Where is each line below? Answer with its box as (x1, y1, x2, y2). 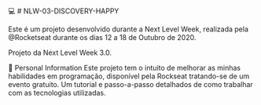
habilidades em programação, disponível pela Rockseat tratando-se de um (8, 71, 250, 81)
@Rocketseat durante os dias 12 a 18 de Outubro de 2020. (8, 33, 197, 42)
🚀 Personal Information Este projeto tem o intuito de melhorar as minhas (8, 63, 241, 72)
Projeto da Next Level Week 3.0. (8, 48, 112, 57)
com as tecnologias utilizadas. (8, 89, 106, 97)
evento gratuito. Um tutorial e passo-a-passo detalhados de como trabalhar (8, 80, 253, 89)
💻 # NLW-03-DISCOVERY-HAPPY (8, 6, 119, 16)
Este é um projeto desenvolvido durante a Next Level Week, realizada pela (8, 24, 249, 34)
